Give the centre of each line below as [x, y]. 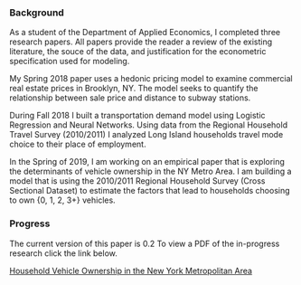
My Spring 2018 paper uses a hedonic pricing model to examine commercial [151, 79]
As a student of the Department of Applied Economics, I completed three [145, 33]
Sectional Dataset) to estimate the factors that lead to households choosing [150, 191]
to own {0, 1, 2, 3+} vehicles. [62, 200]
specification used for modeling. [70, 62]
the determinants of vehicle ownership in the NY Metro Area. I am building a [150, 171]
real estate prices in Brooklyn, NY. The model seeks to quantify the [134, 89]
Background [37, 13]
